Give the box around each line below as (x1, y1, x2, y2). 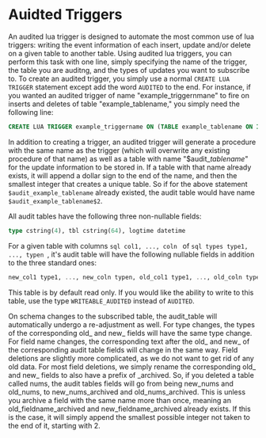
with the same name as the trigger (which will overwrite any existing (8, 145, 230, 155)
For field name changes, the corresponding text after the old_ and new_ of (8, 337, 250, 346)
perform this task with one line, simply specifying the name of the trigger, (8, 57, 248, 67)
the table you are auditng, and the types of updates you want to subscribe (8, 65, 250, 74)
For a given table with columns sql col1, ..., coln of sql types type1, (8, 241, 249, 250)
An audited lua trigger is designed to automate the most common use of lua (8, 32, 255, 41)
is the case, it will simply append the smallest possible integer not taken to (8, 412, 251, 421)
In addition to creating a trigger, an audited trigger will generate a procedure (8, 137, 256, 147)
